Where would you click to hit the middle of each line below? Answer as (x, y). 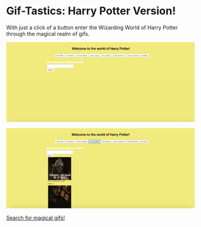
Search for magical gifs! (36, 217)
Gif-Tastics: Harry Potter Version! (91, 11)
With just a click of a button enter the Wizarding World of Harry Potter (92, 27)
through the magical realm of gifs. (48, 33)
